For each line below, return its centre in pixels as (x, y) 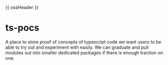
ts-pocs (22, 28)
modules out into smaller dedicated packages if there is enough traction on (84, 52)
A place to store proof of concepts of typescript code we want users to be (83, 42)
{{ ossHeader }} (22, 7)
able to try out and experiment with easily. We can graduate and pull (77, 47)
